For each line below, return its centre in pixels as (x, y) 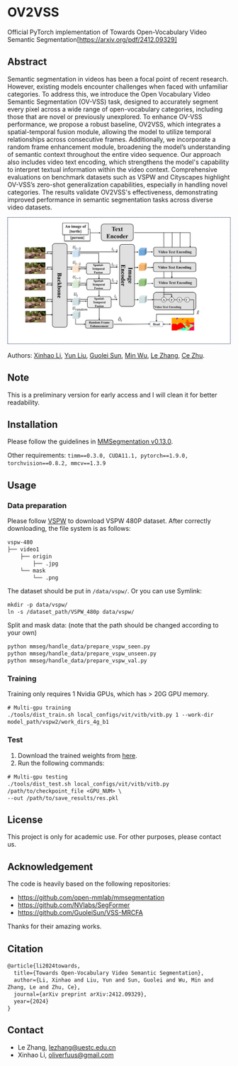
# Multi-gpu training (39, 708)
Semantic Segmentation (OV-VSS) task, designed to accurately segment (113, 101)
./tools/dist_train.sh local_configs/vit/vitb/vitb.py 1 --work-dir (110, 715)
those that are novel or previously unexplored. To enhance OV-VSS (105, 116)
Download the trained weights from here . (77, 755)
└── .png (46, 578)
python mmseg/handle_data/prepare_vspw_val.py (77, 661)
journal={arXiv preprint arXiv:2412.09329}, (80, 994)
